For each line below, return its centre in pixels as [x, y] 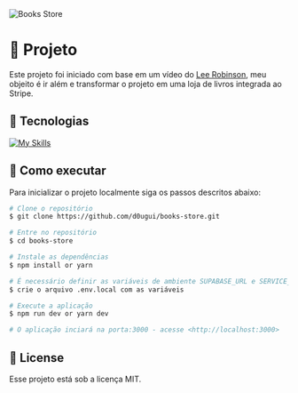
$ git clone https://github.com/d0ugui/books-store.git [114, 217]
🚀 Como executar [58, 171]
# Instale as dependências [59, 257]
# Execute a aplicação [51, 306]
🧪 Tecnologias [49, 121]
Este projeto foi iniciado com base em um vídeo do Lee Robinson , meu [138, 74]
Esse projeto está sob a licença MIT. [75, 379]
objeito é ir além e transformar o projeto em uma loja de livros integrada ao [145, 84]
